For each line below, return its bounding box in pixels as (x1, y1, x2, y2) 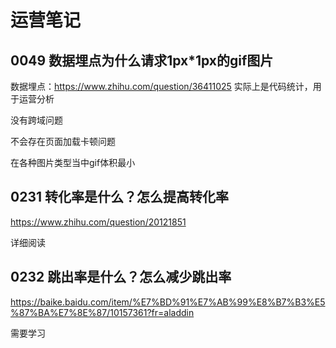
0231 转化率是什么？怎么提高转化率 (10, 189, 229, 206)
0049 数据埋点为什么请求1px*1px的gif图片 (10, 52, 274, 69)
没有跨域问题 (10, 114, 63, 126)
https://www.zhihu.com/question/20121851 (10, 216, 187, 228)
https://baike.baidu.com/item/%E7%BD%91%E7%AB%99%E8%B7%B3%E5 (10, 296, 326, 308)
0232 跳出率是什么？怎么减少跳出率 (10, 269, 232, 286)
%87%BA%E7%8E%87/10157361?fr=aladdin (10, 306, 195, 318)
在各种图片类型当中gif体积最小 (10, 157, 136, 168)
